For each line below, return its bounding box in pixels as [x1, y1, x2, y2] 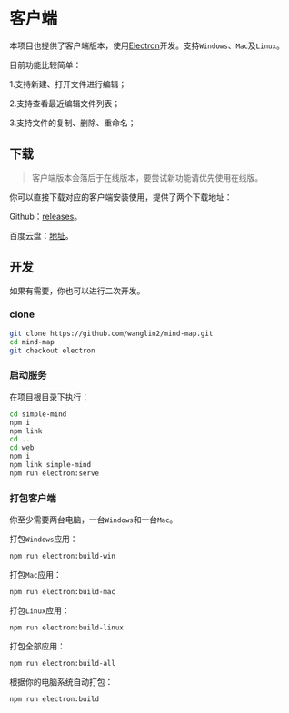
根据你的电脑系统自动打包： [9, 676, 114, 687]
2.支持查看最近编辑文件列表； [9, 97, 121, 109]
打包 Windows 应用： [9, 533, 79, 545]
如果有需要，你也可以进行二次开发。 [9, 285, 145, 296]
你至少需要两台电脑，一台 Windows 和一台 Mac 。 [9, 514, 178, 525]
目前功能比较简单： [9, 59, 82, 70]
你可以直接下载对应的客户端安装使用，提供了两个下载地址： [9, 192, 233, 203]
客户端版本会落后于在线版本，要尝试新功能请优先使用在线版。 [31, 172, 264, 183]
